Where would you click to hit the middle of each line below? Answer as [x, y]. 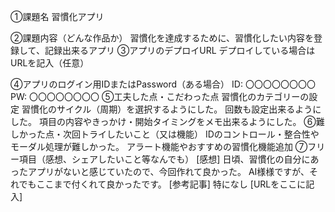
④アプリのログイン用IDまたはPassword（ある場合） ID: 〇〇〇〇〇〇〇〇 [163, 84]
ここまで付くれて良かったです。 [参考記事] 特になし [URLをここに [171, 184]
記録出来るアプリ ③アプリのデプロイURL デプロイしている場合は [180, 50]
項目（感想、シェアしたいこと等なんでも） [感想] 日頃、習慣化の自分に [164, 159]
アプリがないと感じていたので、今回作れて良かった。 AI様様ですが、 [168, 171]
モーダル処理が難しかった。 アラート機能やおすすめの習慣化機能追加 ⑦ [159, 146]
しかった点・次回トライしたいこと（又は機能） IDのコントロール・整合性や [165, 134]
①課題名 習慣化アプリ [57, 16]
